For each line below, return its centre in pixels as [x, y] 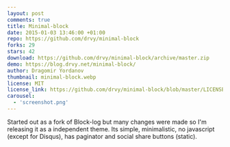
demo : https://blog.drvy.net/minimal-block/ [72, 64]
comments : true [29, 20]
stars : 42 [21, 52]
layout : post [26, 13]
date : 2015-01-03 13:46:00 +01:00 [56, 32]
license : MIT [26, 83]
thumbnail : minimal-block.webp [52, 77]
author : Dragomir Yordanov [46, 70]
